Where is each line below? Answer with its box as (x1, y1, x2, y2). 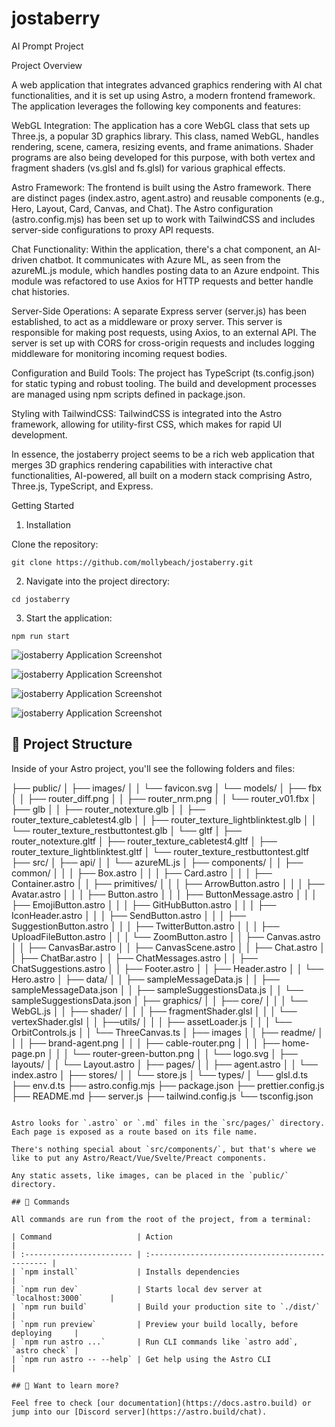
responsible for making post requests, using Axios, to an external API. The (11, 326, 317, 338)
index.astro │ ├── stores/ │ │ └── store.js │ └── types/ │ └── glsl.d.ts (11, 1068, 309, 1081)
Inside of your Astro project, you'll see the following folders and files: (11, 762, 296, 774)
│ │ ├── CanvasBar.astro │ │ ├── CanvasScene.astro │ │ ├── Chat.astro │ (11, 941, 326, 953)
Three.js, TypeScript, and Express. (11, 480, 154, 492)
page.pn (11, 1047, 46, 1059)
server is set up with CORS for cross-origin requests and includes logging (11, 337, 316, 349)
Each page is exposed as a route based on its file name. (11, 1127, 258, 1137)
